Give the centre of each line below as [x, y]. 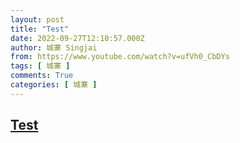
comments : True [42, 76]
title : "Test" [40, 29]
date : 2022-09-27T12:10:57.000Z [77, 38]
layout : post [37, 19]
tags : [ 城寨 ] [40, 66]
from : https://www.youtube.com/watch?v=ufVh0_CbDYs [120, 57]
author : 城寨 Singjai [54, 47]
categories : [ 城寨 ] [54, 85]
